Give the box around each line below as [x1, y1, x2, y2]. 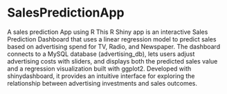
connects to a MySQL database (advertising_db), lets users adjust [7, 50, 195, 58]
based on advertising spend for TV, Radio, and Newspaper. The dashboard [7, 42, 220, 50]
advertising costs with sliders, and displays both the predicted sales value [7, 57, 218, 65]
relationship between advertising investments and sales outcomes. [7, 79, 197, 87]
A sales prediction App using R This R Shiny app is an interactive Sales [7, 28, 208, 36]
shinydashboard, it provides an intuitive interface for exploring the [7, 71, 195, 80]
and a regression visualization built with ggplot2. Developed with [7, 64, 192, 73]
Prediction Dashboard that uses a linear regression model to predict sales [7, 35, 217, 43]
